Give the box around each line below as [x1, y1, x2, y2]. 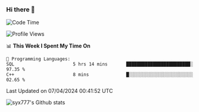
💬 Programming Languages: [6, 56, 70, 62]
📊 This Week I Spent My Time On [6, 42, 91, 49]
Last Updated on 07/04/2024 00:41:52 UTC [6, 88, 113, 95]
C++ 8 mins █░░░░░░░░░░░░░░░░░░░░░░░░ [6, 71, 194, 78]
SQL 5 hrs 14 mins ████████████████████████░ [6, 61, 194, 67]
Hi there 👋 [6, 5, 36, 14]
